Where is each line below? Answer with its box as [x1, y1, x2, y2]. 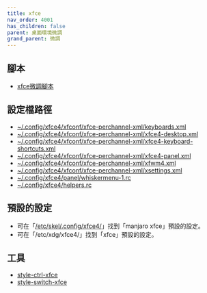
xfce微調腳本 [16, 81, 54, 90]
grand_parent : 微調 [7, 36, 61, 42]
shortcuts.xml [16, 144, 56, 153]
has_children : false [7, 23, 66, 29]
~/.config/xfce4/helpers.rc [16, 181, 92, 189]
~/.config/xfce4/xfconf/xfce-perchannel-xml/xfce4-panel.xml [16, 151, 191, 160]
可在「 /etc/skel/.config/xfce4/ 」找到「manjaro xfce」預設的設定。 [16, 222, 205, 230]
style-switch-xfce [16, 278, 67, 286]
